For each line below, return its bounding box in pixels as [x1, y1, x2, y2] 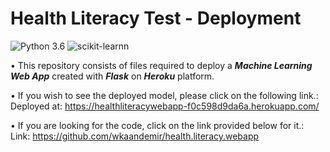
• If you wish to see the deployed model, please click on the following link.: [10, 89, 319, 101]
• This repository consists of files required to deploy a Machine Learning [10, 59, 313, 71]
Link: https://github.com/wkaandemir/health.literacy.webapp [10, 130, 260, 142]
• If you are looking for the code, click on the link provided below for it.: [10, 119, 305, 131]
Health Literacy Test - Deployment [10, 7, 302, 30]
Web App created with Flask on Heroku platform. [10, 70, 215, 82]
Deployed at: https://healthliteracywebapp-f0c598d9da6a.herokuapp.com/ [10, 100, 320, 112]
